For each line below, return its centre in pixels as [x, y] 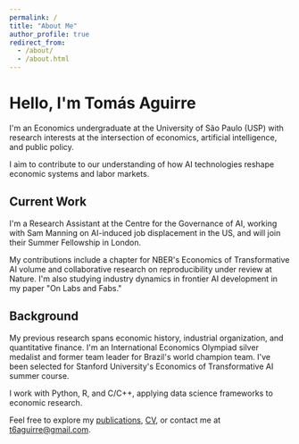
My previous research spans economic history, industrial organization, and [146, 338]
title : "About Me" [43, 26]
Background [44, 317]
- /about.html [43, 59]
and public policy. [42, 147]
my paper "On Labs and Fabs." [66, 288]
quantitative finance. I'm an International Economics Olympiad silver [134, 347]
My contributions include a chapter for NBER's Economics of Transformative [149, 259]
